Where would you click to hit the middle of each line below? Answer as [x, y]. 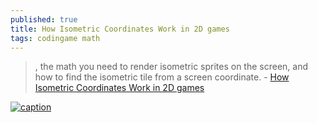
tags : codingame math [55, 38]
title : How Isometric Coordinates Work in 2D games [120, 29]
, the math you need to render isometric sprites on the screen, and [171, 67]
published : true [44, 19]
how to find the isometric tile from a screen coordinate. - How [162, 77]
